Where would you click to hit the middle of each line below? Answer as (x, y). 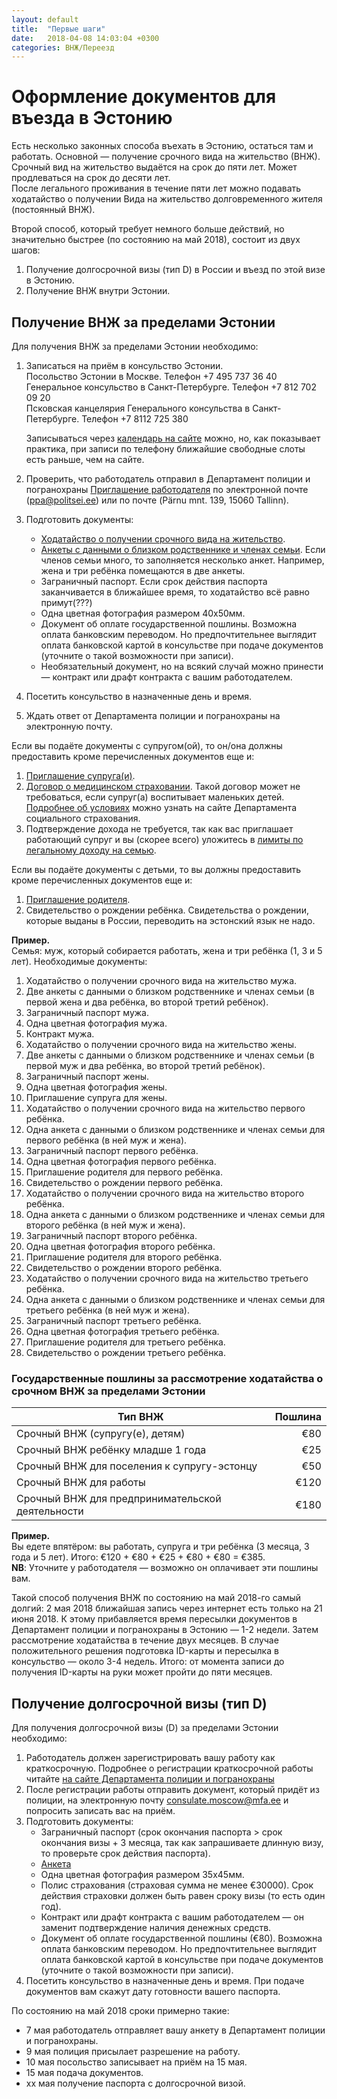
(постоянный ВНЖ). (53, 210)
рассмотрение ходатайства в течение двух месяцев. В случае (145, 1640)
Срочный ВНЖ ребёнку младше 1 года (111, 1450)
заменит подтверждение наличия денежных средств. (156, 1928)
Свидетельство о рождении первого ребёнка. (124, 1182)
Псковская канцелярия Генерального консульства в (138, 408)
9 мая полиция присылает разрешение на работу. (133, 2052)
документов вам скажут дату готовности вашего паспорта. (153, 1992)
